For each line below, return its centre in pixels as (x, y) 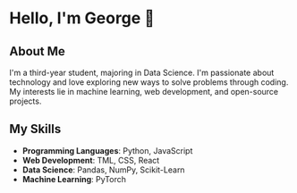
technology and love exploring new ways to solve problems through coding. (149, 82)
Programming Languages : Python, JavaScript (107, 150)
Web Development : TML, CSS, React (91, 160)
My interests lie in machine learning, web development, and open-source (144, 92)
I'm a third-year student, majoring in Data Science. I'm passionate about (142, 72)
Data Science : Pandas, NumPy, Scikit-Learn (103, 170)
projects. (25, 101)
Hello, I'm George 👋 (82, 18)
